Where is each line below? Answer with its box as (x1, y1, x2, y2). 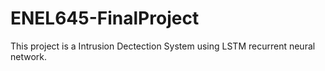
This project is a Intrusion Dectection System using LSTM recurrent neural (10, 40, 316, 52)
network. (10, 50, 48, 62)
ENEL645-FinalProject (10, 7, 200, 30)
